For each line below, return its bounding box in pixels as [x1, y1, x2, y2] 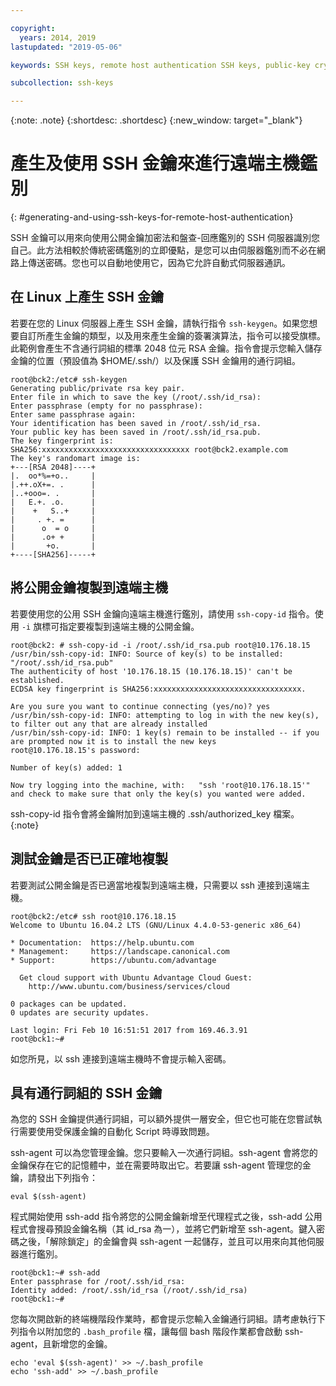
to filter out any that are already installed [10, 719, 208, 729]
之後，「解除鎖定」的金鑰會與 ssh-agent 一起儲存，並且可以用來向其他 [18, 1236, 307, 1248]
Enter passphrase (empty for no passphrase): [10, 401, 203, 411]
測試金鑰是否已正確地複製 [10, 851, 168, 868]
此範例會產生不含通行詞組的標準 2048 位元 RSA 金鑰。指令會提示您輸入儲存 [10, 342, 323, 354]
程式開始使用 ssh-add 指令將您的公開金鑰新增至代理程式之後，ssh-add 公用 [10, 1211, 323, 1223]
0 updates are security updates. [10, 1007, 150, 1018]
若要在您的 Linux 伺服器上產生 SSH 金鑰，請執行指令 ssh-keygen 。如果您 [10, 317, 310, 329]
